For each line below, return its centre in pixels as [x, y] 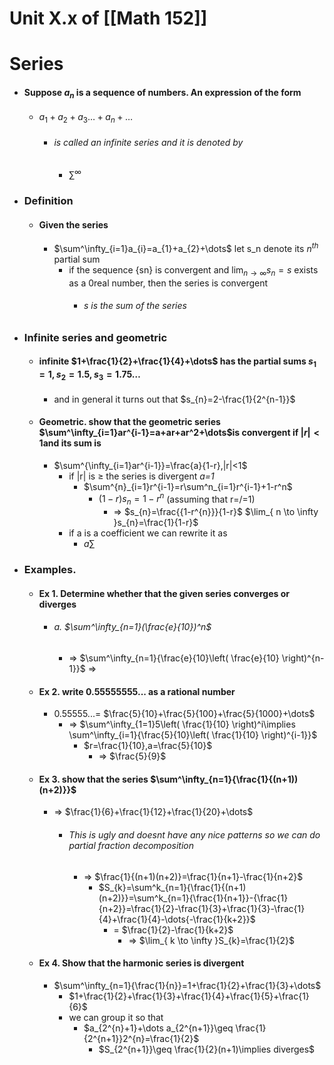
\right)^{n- [303, 658]
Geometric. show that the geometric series [129, 422]
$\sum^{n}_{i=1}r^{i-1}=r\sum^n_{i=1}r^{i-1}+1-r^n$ [188, 486]
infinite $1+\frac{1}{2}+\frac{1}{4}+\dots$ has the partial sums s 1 [177, 362]
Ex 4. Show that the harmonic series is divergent [141, 963]
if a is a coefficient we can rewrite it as [148, 533]
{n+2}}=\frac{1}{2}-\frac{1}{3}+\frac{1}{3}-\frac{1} [202, 908]
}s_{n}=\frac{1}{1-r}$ [156, 523]
